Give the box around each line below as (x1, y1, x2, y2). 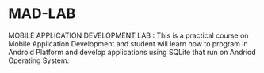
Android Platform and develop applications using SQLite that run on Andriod (8, 47, 256, 57)
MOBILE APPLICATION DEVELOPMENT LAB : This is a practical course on (8, 31, 249, 40)
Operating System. (8, 56, 70, 65)
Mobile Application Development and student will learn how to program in (8, 38, 248, 48)
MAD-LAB (8, 5, 76, 23)
